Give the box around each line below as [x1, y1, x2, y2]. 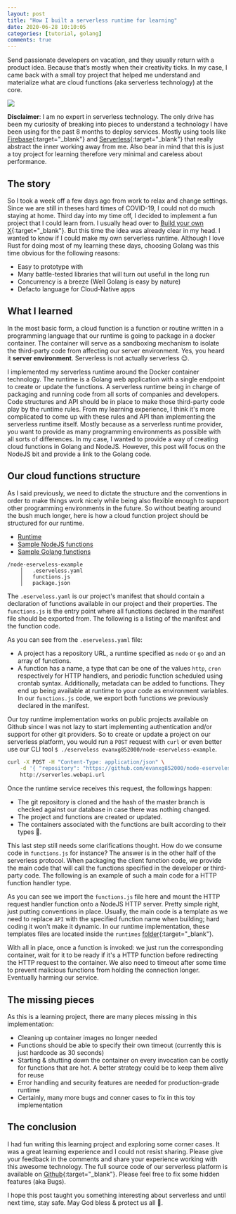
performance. [7, 158, 47, 166]
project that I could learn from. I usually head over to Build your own [7, 219, 204, 227]
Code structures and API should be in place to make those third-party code [7, 397, 225, 405]
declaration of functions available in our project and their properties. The [7, 599, 218, 607]
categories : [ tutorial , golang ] [7, 30, 102, 37]
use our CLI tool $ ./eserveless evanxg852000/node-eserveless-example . [7, 745, 218, 753]
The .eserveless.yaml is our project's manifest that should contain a [7, 592, 205, 600]
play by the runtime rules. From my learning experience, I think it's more [7, 405, 216, 413]
